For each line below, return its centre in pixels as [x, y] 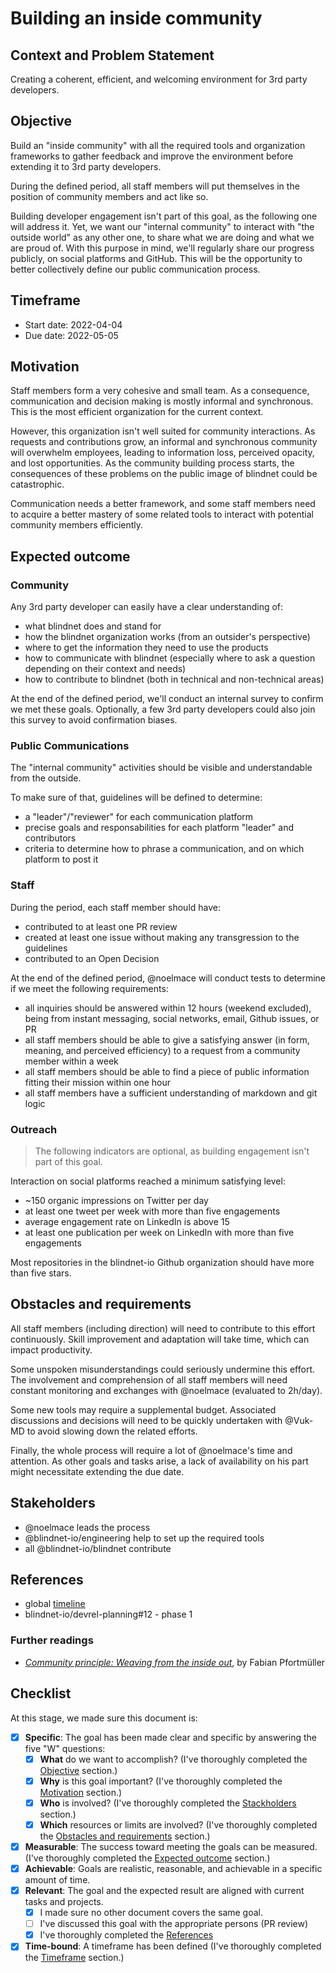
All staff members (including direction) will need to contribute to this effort [163, 1328]
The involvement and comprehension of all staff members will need [149, 1379]
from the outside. [46, 778]
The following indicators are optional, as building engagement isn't [172, 1151]
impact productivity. [51, 1349]
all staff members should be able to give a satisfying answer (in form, [167, 1039]
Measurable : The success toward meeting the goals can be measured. [171, 1846]
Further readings [52, 1640]
